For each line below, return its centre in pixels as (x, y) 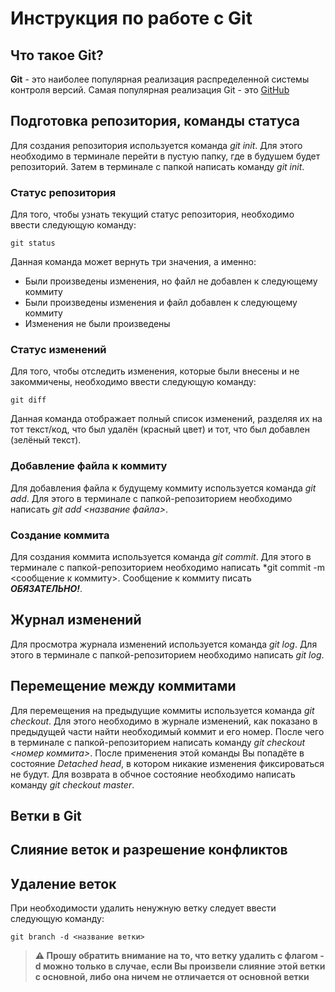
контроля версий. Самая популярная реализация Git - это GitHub (150, 90)
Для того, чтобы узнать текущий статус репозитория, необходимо (152, 214)
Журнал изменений (76, 620)
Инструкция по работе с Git (131, 18)
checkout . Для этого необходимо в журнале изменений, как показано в (164, 721)
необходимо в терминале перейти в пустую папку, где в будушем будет (165, 156)
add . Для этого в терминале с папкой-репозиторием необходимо (151, 498)
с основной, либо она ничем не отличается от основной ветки (172, 977)
